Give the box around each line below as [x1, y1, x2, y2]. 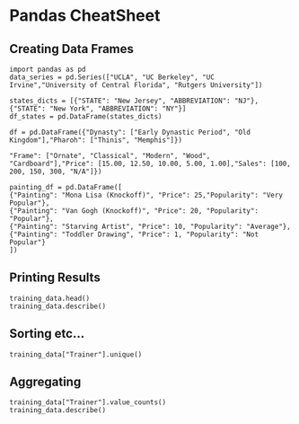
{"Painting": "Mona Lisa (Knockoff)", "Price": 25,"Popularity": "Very [9, 190, 283, 199]
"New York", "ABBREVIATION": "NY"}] [48, 104, 187, 113]
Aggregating [9, 375, 82, 390]
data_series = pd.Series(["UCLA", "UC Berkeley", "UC [9, 73, 215, 82]
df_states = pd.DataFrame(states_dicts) [9, 112, 163, 121]
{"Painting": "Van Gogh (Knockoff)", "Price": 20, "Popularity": [9, 207, 259, 216]
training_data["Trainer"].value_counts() [9, 398, 167, 407]
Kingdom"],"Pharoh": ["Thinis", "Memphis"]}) [9, 136, 182, 145]
